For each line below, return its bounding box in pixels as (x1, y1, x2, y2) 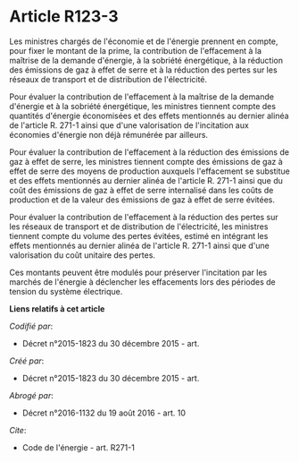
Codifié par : (9, 321, 54, 331)
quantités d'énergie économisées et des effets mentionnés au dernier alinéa (9, 110, 289, 121)
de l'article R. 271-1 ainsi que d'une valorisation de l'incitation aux (9, 119, 250, 131)
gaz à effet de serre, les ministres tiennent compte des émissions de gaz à (9, 156, 283, 167)
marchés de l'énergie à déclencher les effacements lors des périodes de (9, 276, 276, 287)
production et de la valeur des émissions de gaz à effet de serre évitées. (9, 194, 275, 205)
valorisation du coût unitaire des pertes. (9, 249, 156, 261)
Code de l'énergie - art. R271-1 (21, 441, 136, 453)
